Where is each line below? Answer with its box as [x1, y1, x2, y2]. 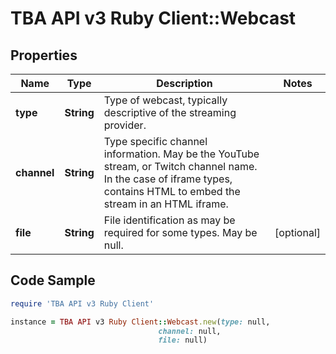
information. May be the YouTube [103, 147, 260, 161]
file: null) [158, 335, 208, 346]
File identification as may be [103, 213, 236, 227]
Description [156, 77, 213, 90]
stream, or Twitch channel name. [103, 160, 258, 173]
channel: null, [158, 326, 222, 336]
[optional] [274, 226, 321, 239]
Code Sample [10, 272, 96, 289]
